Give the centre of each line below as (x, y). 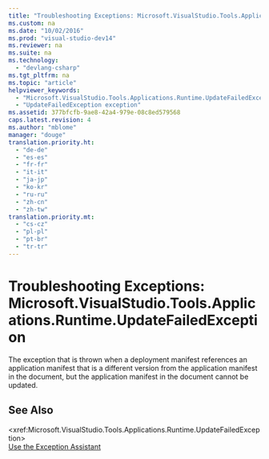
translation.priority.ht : (51, 142)
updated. (23, 385)
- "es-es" (32, 157)
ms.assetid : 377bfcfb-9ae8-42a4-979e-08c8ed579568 (94, 113)
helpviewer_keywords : (44, 90)
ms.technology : (34, 61)
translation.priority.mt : (51, 217)
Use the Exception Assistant (55, 446)
